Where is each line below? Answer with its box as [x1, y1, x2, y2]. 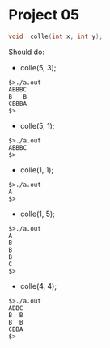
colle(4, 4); [19, 281, 57, 291]
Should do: [8, 47, 44, 57]
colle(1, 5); [19, 209, 55, 219]
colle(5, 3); [19, 62, 57, 72]
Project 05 [8, 6, 79, 24]
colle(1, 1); [19, 164, 54, 175]
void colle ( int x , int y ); [8, 32, 104, 40]
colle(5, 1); [19, 121, 55, 130]
